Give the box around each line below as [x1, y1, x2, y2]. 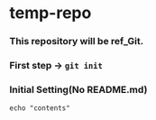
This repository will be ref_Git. [9, 35, 144, 48]
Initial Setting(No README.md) [9, 83, 148, 96]
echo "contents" [9, 104, 70, 113]
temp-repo [9, 3, 92, 23]
